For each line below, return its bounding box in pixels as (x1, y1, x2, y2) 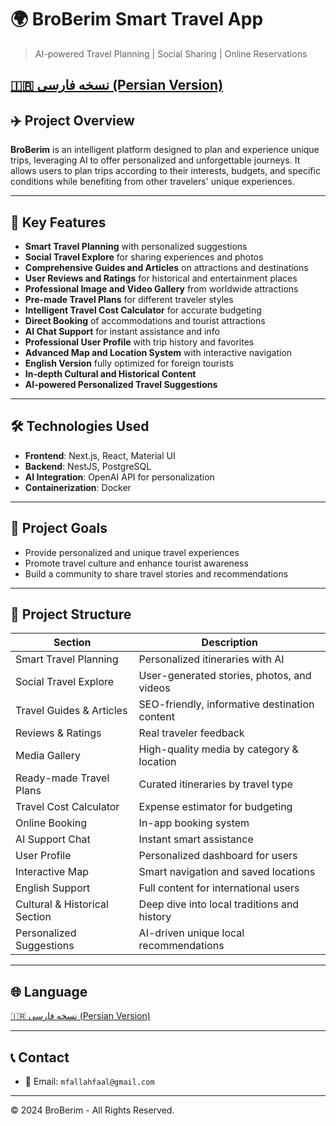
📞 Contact (10, 1049, 70, 1066)
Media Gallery (15, 749, 81, 763)
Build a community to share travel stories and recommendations (24, 567, 289, 580)
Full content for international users (138, 881, 300, 895)
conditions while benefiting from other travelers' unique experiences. (10, 176, 295, 188)
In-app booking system (138, 816, 250, 830)
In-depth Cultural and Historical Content (24, 367, 197, 380)
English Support (15, 881, 91, 895)
